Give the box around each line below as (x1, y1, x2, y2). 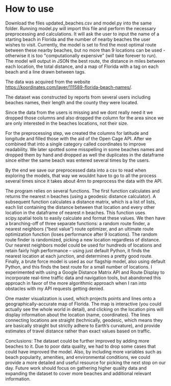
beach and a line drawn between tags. (5, 68, 86, 75)
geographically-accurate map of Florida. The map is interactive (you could (5, 301, 162, 307)
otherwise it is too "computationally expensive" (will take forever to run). (5, 52, 157, 59)
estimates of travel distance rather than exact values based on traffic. (5, 328, 152, 334)
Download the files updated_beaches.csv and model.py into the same (5, 20, 152, 26)
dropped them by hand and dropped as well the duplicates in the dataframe (5, 152, 164, 158)
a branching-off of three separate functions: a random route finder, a (5, 220, 150, 226)
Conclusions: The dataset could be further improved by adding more (5, 337, 150, 344)
